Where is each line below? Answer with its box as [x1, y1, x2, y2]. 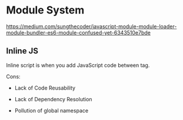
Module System [6, 4, 85, 17]
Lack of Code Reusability [14, 84, 75, 91]
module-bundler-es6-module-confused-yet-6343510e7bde [6, 29, 151, 36]
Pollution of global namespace [14, 107, 89, 114]
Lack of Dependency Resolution [14, 95, 92, 102]
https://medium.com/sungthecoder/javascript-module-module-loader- [6, 23, 177, 30]
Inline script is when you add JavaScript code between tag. [6, 61, 150, 68]
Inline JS [6, 46, 38, 56]
